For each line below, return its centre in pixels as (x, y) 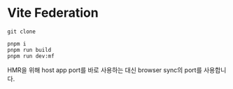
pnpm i (17, 43)
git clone (22, 32)
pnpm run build (29, 50)
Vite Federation (53, 13)
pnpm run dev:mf (31, 56)
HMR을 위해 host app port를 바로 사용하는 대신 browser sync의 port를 (105, 70)
